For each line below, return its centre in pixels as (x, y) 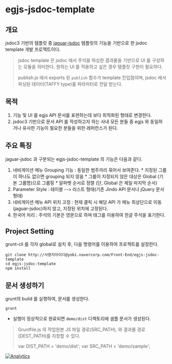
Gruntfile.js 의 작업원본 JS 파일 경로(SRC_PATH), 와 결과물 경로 (82, 330)
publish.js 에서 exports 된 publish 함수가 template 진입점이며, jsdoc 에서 (92, 78)
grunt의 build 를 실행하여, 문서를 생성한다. (47, 299)
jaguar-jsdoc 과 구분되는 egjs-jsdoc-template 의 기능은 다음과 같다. (74, 159)
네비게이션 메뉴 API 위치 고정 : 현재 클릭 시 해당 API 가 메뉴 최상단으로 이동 (87, 202)
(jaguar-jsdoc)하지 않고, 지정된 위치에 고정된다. (60, 208)
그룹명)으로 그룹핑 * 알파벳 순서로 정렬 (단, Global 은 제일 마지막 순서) (88, 183)
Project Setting (30, 231)
